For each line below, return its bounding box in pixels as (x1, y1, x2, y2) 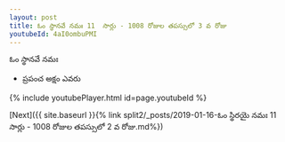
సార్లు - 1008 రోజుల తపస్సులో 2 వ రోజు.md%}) (9, 122, 164, 132)
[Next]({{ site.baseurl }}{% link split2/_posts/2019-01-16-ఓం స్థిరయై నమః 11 (9, 110, 277, 121)
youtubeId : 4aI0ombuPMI (9, 29, 98, 38)
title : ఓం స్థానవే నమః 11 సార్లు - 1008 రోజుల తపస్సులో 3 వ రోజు (9, 21, 227, 30)
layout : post (9, 12, 58, 22)
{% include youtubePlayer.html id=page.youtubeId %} (9, 92, 208, 103)
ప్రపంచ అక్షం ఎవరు (21, 73, 81, 84)
